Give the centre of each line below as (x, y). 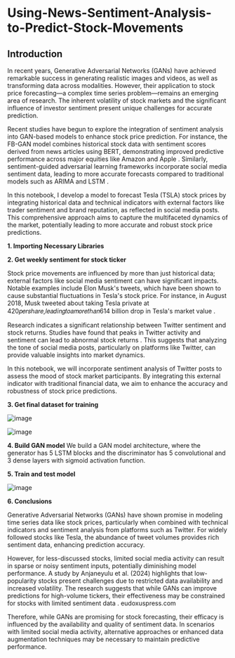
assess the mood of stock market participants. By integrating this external (114, 376)
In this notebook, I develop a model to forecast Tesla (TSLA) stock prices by (117, 195)
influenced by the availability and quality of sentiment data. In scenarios (111, 624)
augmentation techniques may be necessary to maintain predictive (103, 639)
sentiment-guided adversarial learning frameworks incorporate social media (117, 166)
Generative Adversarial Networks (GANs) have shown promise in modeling (115, 515)
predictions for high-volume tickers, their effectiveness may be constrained (116, 596)
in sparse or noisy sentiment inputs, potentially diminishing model (102, 566)
